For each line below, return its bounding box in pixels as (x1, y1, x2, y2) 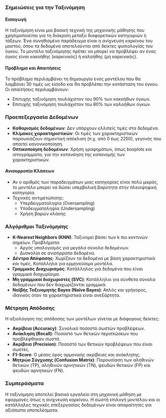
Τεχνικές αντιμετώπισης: (12, 195, 64, 201)
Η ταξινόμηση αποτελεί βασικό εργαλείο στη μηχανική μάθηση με (5, 391, 142, 397)
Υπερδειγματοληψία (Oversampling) (19, 200, 95, 206)
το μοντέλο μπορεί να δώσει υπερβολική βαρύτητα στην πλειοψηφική (12, 184, 157, 190)
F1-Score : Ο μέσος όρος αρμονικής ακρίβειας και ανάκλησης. (12, 352, 141, 358)
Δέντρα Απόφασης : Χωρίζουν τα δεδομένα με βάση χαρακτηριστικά (12, 255, 155, 261)
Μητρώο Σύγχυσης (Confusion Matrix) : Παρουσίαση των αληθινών (12, 357, 155, 363)
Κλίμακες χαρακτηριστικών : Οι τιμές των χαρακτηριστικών (12, 130, 138, 136)
